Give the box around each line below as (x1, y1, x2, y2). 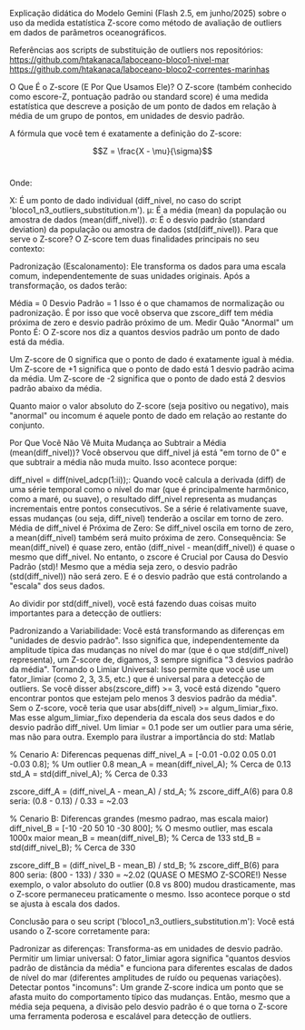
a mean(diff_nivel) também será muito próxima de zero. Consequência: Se (9, 532, 287, 543)
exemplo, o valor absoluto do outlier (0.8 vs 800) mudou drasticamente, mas (9, 879, 296, 889)
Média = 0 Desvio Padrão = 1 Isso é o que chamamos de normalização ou (9, 298, 285, 308)
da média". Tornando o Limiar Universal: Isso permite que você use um (9, 664, 274, 675)
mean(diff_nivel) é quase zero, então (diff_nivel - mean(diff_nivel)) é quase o (9, 542, 295, 552)
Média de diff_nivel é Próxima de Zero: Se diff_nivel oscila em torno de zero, (9, 522, 294, 533)
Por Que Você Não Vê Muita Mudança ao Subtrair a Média (9, 438, 227, 448)
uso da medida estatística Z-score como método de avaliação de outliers (9, 17, 282, 28)
